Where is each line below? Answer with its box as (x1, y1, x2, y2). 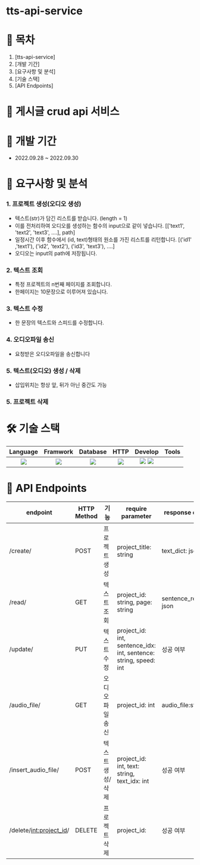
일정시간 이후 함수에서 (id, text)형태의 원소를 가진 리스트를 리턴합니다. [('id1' (14, 235, 192, 243)
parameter (121, 511, 152, 520)
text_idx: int (117, 777, 149, 785)
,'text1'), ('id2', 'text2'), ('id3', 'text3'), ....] (14, 243, 115, 250)
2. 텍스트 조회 (6, 266, 43, 274)
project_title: (117, 542, 152, 551)
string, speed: (117, 656, 156, 664)
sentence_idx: (117, 641, 156, 649)
